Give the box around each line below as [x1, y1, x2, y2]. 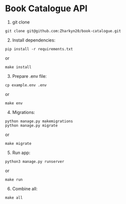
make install [5, 65, 32, 69]
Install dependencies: [12, 37, 56, 43]
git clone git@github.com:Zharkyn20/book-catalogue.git [5, 28, 121, 33]
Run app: [12, 150, 31, 156]
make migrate [5, 141, 32, 146]
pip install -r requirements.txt [5, 46, 73, 51]
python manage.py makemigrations [5, 118, 73, 124]
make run [5, 177, 23, 182]
